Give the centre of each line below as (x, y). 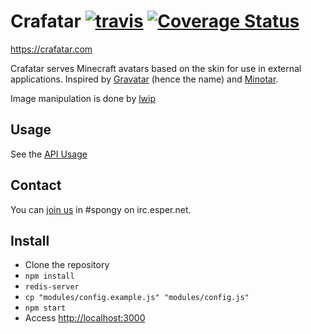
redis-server (52, 287)
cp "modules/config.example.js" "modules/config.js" (137, 298)
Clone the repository (67, 265)
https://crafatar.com (51, 49)
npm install (49, 276)
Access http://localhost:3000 (85, 318)
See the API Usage (49, 154)
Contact (36, 185)
